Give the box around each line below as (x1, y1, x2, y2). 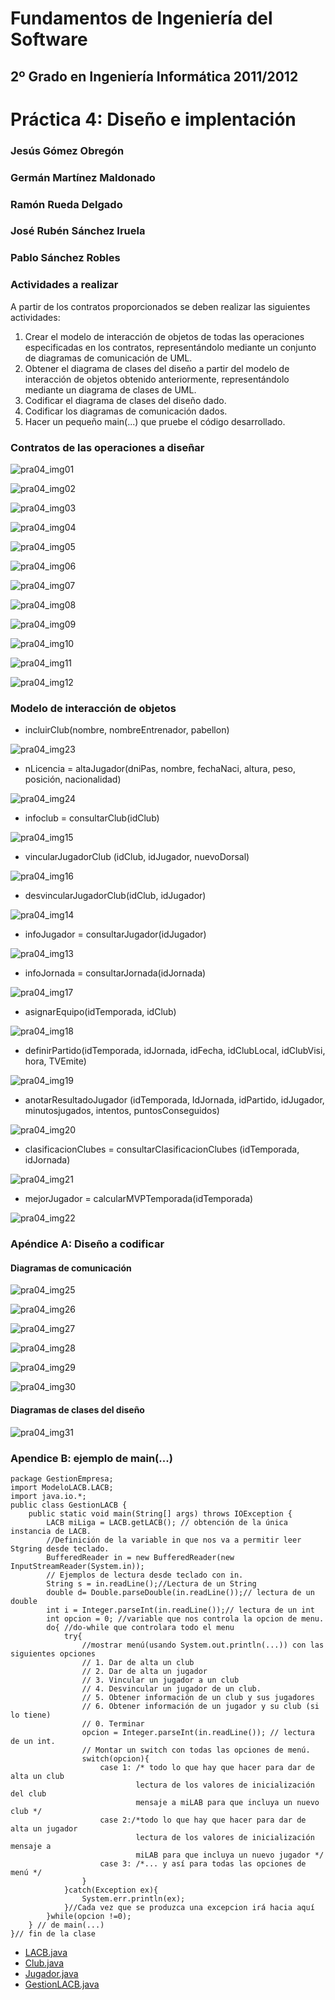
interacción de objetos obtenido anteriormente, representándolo (24, 373, 290, 385)
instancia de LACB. (10, 1526, 92, 1536)
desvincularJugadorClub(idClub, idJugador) (24, 890, 207, 902)
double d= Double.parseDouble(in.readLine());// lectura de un (46, 1587, 315, 1597)
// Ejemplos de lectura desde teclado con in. (46, 1570, 244, 1580)
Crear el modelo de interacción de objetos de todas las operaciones (24, 330, 305, 342)
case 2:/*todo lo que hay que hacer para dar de (99, 1815, 307, 1825)
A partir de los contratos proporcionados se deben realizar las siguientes (10, 300, 311, 312)
